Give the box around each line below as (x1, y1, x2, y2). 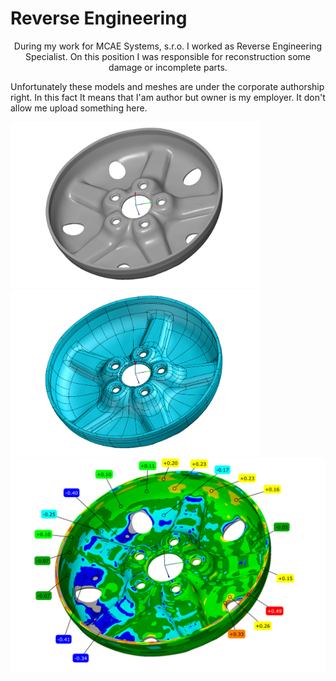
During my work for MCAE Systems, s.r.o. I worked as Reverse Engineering (13, 40, 323, 52)
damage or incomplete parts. (108, 61, 228, 73)
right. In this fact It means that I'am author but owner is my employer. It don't (10, 91, 326, 103)
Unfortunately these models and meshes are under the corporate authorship (10, 80, 325, 92)
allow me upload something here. (10, 102, 148, 114)
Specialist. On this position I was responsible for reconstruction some (24, 50, 312, 62)
